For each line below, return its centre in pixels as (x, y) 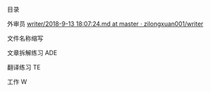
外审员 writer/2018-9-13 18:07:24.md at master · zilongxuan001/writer (105, 24)
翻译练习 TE (24, 67)
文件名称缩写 (25, 38)
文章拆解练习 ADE (32, 53)
